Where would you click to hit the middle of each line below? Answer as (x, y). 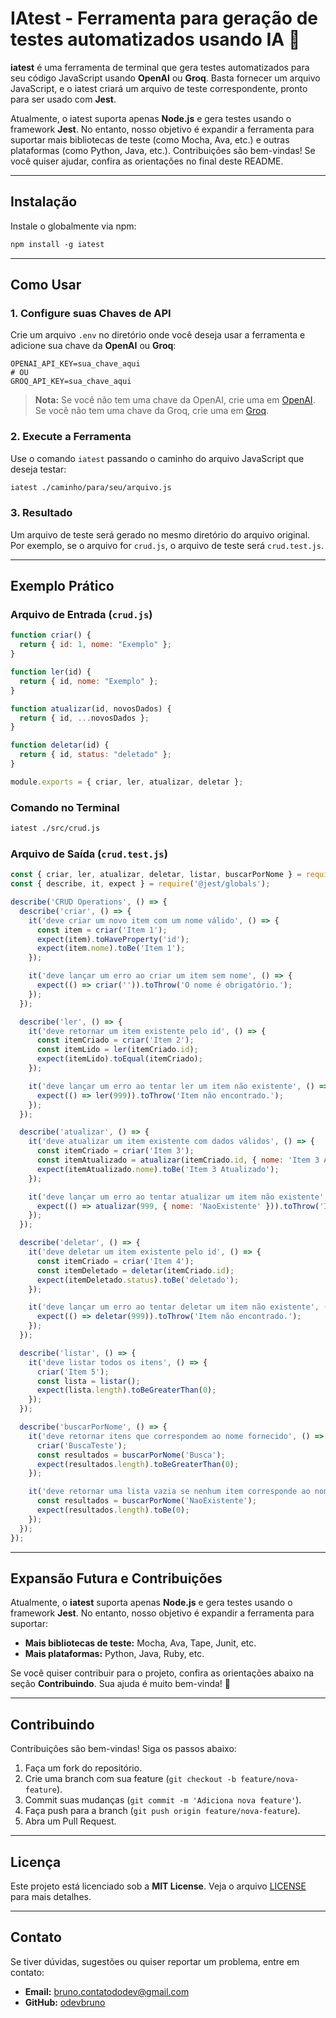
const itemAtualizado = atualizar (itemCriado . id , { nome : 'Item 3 (178, 1160)
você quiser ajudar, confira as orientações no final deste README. (147, 161)
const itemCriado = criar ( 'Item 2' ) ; (115, 1040)
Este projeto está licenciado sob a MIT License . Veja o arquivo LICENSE (158, 1886)
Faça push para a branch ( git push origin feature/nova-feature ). (162, 1811)
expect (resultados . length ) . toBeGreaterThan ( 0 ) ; (138, 1464)
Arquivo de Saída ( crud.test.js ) (89, 854)
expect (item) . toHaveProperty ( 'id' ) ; (113, 939)
